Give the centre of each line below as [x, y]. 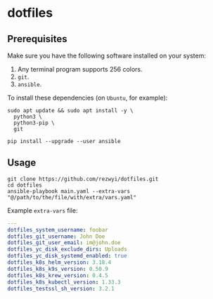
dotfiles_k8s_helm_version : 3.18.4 [59, 263]
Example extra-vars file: [43, 210]
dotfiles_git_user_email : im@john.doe [64, 243]
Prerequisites [37, 39]
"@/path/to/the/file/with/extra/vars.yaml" [72, 197]
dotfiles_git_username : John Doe [56, 237]
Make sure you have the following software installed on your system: [106, 55]
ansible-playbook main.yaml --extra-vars [69, 191]
